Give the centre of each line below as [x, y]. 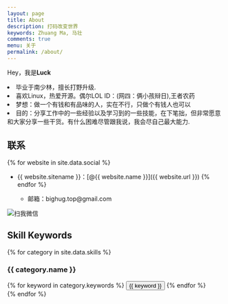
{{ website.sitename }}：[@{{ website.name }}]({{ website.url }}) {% [113, 176]
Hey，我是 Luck [29, 72]
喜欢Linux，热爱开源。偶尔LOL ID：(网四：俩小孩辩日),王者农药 [105, 95]
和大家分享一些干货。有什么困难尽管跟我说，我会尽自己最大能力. [99, 121]
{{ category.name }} [42, 270]
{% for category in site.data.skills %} [59, 252]
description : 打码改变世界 [43, 26]
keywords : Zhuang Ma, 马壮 [45, 33]
